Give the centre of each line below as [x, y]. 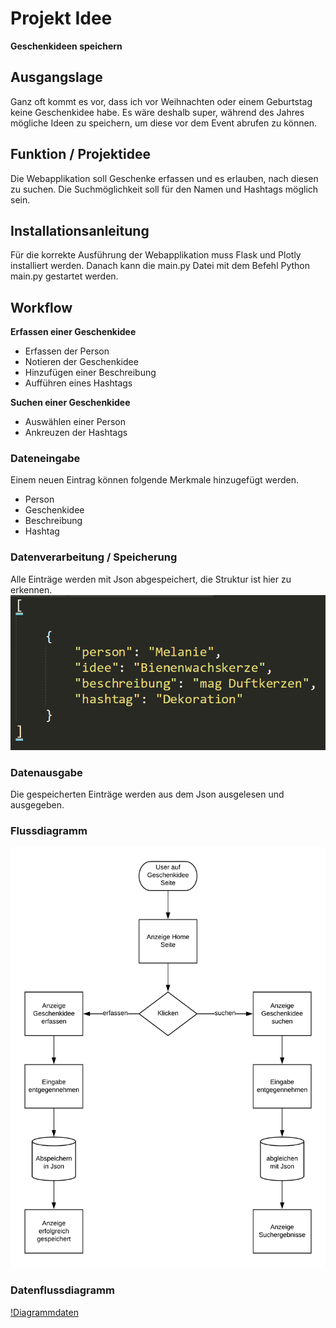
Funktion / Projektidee [80, 154]
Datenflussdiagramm [62, 1290]
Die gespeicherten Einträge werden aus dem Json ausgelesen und [147, 794]
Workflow [41, 307]
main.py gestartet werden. [64, 276]
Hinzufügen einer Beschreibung [90, 373]
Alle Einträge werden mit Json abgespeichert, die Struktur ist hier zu [151, 579]
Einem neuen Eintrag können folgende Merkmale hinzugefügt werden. [155, 480]
